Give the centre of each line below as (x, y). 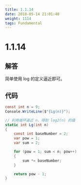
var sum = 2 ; (27, 143)
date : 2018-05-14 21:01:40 (32, 14)
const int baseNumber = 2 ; (41, 134)
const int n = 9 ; (23, 107)
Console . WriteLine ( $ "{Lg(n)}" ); (38, 111)
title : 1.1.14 (19, 9)
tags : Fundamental (24, 23)
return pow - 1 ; (30, 174)
